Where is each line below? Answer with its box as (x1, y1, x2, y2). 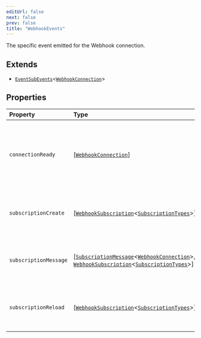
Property (9, 110, 35, 119)
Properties (6, 92, 47, 102)
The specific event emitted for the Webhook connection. (6, 42, 145, 49)
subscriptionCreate (9, 209, 65, 216)
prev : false (6, 20, 36, 26)
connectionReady (9, 151, 56, 158)
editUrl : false (6, 8, 44, 15)
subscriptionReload (9, 304, 65, 310)
